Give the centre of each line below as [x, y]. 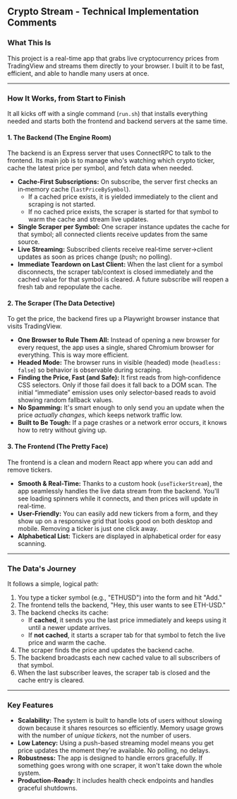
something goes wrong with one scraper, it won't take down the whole [120, 766]
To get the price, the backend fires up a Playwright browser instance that [114, 319]
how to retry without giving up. [62, 430]
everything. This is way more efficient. [73, 355]
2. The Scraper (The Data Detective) [61, 303]
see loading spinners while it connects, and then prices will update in [118, 498]
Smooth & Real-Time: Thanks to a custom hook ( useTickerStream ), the [120, 483]
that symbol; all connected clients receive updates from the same [113, 234]
